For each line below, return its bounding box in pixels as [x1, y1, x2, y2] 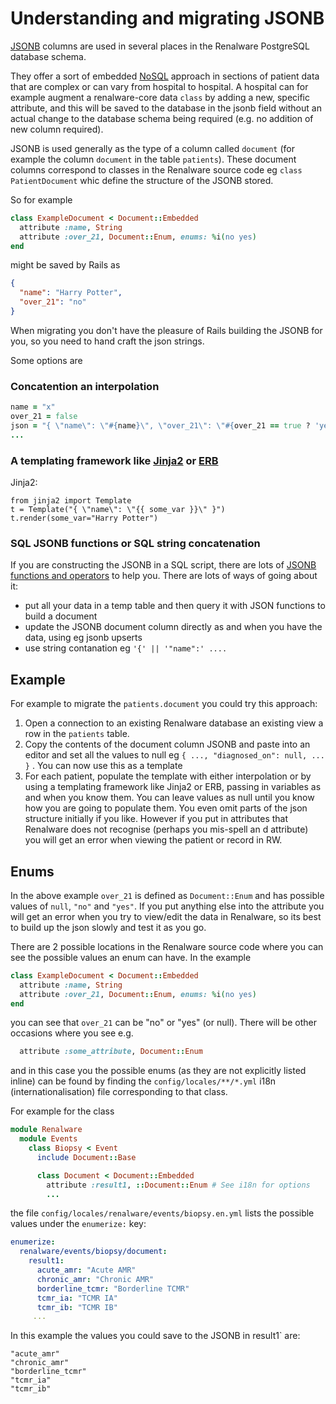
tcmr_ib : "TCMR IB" [36, 1302, 118, 1312]
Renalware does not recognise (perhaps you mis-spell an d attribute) [24, 823, 309, 836]
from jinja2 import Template [10, 496, 132, 506]
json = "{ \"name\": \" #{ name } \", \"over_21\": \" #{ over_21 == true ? [10, 420, 311, 431]
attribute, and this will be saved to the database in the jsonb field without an [10, 102, 322, 114]
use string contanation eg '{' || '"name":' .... [24, 642, 228, 654]
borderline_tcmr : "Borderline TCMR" [36, 1283, 190, 1294]
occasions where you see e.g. [10, 1027, 134, 1039]
